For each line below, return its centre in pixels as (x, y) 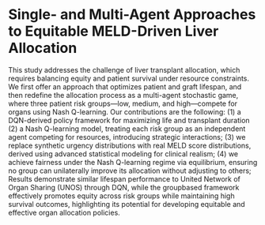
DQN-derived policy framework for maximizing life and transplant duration (129, 120)
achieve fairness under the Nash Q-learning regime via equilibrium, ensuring (133, 162)
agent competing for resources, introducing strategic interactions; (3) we (127, 137)
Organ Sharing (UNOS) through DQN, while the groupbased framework (124, 187)
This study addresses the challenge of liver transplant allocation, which (124, 69)
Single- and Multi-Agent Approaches (132, 15)
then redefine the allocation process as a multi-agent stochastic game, (123, 95)
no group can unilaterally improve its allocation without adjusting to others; (130, 171)
